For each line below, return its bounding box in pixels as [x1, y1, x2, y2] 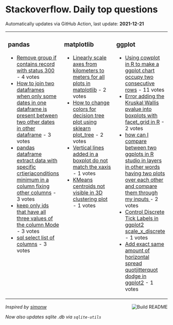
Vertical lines [73, 144, 105, 151]
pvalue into [125, 105, 152, 113]
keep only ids [16, 202, 49, 209]
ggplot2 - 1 [125, 279, 153, 286]
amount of [125, 247, 150, 254]
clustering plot [73, 195, 108, 203]
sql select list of [16, 234, 55, 241]
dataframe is [16, 105, 47, 113]
